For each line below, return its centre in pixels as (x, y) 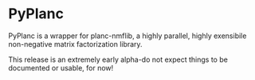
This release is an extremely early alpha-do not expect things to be (118, 59)
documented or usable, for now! (61, 67)
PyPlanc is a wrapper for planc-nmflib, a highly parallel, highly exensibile (127, 36)
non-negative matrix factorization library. (75, 44)
